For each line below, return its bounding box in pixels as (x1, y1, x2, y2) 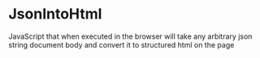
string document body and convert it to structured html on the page (8, 39, 235, 49)
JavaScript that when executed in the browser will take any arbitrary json (8, 31, 253, 41)
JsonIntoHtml (8, 5, 102, 23)
